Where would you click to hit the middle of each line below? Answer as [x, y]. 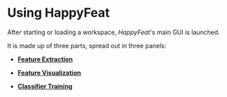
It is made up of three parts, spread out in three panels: [87, 45]
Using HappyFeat [59, 13]
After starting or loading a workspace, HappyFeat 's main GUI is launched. [114, 32]
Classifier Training [45, 86]
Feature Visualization [49, 73]
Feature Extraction [45, 59]
